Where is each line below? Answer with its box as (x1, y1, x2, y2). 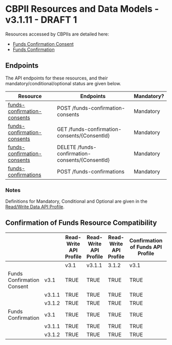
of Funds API (130, 243, 162, 251)
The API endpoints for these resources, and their (5, 75, 109, 81)
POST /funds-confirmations (57, 168, 124, 175)
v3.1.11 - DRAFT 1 (5, 14, 77, 26)
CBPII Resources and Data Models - (5, 3, 159, 15)
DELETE (57, 143, 77, 150)
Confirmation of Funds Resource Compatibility (5, 219, 157, 227)
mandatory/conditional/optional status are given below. (5, 80, 121, 86)
